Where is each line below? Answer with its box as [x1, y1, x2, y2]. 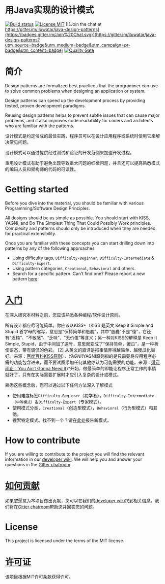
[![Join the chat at [65, 21, 102, 27]
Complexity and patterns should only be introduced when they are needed [5, 225, 156, 231]
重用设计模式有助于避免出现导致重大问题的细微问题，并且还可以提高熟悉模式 [5, 160, 160, 166]
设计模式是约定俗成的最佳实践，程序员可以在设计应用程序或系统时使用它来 [5, 133, 156, 138]
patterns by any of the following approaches [5, 245, 95, 251]
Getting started [5, 184, 69, 195]
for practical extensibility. [5, 230, 56, 237]
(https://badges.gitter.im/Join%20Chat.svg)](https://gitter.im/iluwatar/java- [5, 32, 157, 37]
